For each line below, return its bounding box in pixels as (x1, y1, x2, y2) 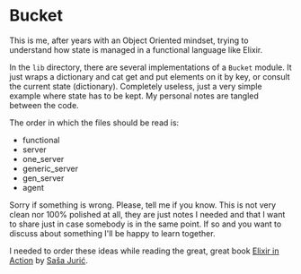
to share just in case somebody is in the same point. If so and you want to (9, 218, 282, 229)
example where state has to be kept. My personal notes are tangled (9, 90, 259, 101)
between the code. (9, 99, 79, 110)
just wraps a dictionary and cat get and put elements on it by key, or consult (9, 71, 290, 81)
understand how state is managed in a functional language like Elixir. (9, 44, 263, 55)
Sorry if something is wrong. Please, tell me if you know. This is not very (9, 199, 277, 210)
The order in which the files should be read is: (9, 117, 180, 128)
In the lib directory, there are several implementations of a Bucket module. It (9, 62, 292, 73)
